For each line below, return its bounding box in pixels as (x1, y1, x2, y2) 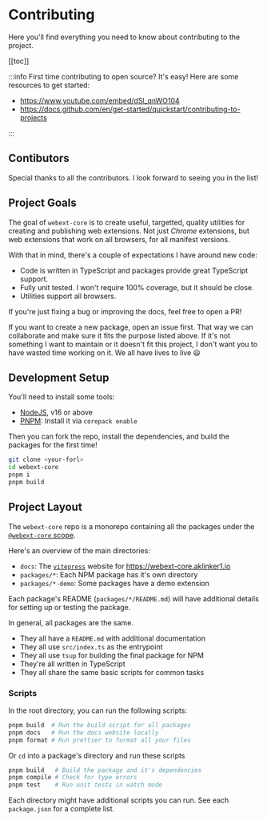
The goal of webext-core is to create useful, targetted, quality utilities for (8, 217, 245, 227)
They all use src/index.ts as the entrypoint (19, 641, 163, 651)
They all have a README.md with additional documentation (19, 633, 206, 643)
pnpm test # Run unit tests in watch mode (8, 781, 162, 789)
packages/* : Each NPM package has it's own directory (19, 569, 198, 579)
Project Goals (8, 196, 78, 210)
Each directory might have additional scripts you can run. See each (8, 795, 229, 805)
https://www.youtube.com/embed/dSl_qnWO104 (19, 95, 180, 105)
